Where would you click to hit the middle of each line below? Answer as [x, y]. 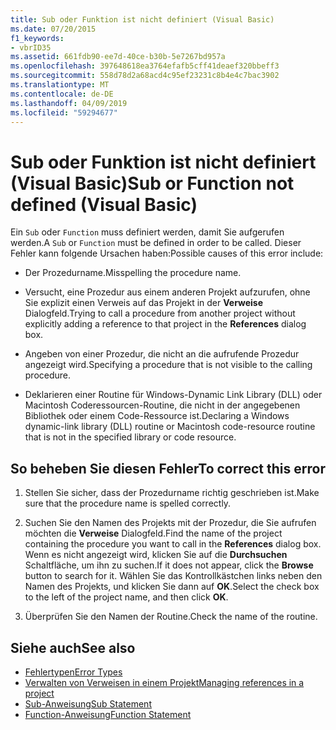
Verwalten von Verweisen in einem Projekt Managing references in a [164, 682]
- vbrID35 [31, 47]
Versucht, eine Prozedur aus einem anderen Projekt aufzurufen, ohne [167, 292]
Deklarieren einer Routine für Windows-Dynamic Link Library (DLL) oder [173, 395]
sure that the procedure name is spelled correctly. [128, 503]
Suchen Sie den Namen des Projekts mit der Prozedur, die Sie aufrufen [170, 523]
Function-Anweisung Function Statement [108, 714]
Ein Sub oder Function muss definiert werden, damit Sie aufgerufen [147, 232]
